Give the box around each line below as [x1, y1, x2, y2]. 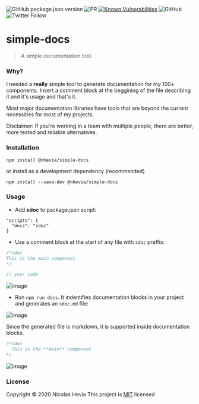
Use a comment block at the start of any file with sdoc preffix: [14, 238, 165, 246]
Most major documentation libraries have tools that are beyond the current [6, 104, 188, 112]
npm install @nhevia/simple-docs [6, 157, 89, 163]
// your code [6, 272, 39, 278]
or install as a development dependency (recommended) [6, 167, 146, 174]
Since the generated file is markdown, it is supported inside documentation [6, 323, 190, 330]
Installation [6, 144, 40, 152]
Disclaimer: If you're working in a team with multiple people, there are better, [6, 122, 194, 130]
